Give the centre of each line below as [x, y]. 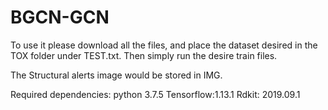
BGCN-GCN [60, 17]
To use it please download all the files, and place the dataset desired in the [164, 45]
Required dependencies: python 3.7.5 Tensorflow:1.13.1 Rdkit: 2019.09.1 [155, 94]
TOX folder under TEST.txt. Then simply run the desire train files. [144, 55]
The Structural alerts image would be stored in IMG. [116, 75]
